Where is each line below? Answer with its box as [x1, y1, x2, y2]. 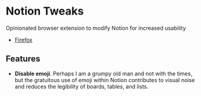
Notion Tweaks [6, 4, 84, 18]
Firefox [14, 36, 33, 43]
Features [6, 53, 40, 64]
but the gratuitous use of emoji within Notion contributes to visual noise [14, 76, 195, 83]
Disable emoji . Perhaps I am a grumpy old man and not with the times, [14, 70, 192, 77]
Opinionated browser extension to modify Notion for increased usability [6, 24, 186, 32]
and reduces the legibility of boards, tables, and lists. [14, 83, 148, 90]
